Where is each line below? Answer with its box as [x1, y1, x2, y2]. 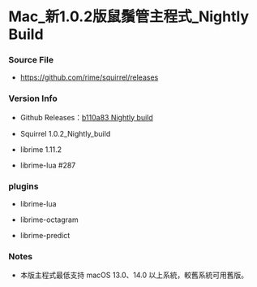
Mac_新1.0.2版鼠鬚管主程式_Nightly [8, 7, 250, 26]
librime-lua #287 [19, 160, 76, 170]
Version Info [8, 93, 58, 104]
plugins [8, 180, 39, 192]
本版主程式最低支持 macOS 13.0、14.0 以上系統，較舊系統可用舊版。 [19, 270, 249, 280]
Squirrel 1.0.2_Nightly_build [19, 128, 111, 138]
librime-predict [19, 231, 71, 241]
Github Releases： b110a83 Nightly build [19, 112, 154, 122]
